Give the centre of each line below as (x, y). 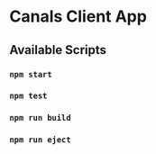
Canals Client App (78, 17)
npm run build (40, 118)
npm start (31, 74)
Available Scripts (58, 50)
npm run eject (40, 140)
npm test (28, 96)
